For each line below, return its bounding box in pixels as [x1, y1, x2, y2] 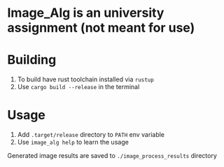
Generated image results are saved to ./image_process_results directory [7, 152, 217, 160]
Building [7, 52, 57, 68]
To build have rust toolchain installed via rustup [17, 75, 154, 83]
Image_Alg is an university [7, 5, 164, 21]
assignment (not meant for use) [7, 20, 195, 36]
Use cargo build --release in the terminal [17, 83, 140, 91]
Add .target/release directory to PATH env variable [17, 131, 165, 139]
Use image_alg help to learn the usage [17, 138, 129, 147]
